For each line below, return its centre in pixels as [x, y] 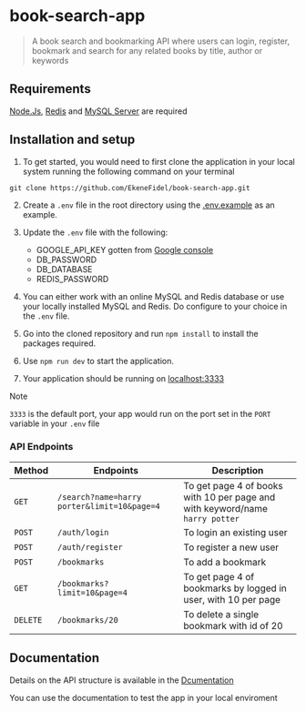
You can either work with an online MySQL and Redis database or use [153, 296]
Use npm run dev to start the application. [98, 361]
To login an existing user [236, 532]
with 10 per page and [229, 497]
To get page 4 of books [234, 485]
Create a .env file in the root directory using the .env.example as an [148, 205]
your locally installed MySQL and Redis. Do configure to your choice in [155, 306]
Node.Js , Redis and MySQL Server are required [98, 111]
